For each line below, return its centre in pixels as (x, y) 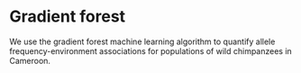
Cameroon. (30, 60)
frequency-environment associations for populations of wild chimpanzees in (151, 50)
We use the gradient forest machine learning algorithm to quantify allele (142, 41)
